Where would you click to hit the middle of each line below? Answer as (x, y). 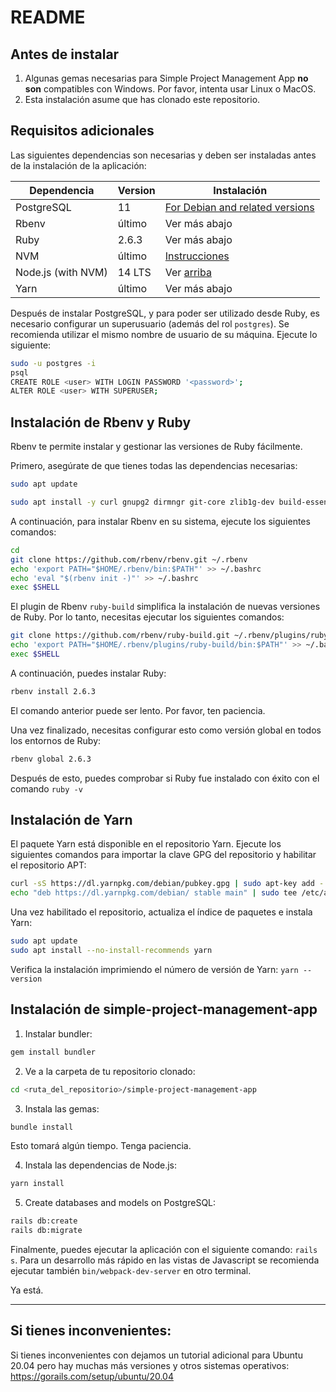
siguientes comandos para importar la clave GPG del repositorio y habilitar (163, 855)
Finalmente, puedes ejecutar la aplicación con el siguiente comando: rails (164, 1249)
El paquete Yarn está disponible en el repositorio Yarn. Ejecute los (146, 844)
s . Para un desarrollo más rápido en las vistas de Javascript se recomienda (165, 1260)
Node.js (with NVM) (61, 272)
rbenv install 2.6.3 (53, 691)
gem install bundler (53, 1052)
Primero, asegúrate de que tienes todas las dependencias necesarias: (154, 466)
